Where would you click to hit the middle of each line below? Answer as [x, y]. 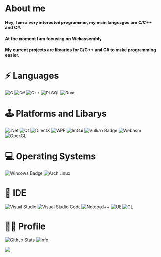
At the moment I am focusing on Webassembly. [54, 39]
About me [25, 9]
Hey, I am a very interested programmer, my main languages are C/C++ [79, 22]
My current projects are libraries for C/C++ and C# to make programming [80, 50]
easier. [12, 55]
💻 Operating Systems [50, 156]
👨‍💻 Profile [25, 226]
